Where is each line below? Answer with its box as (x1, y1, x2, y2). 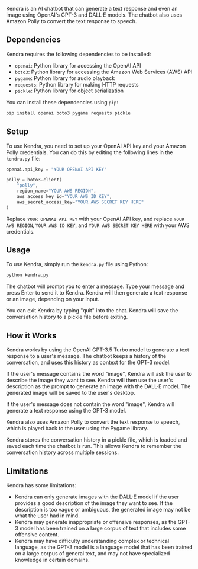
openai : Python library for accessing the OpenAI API (14, 62, 141, 69)
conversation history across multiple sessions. (6, 449, 119, 456)
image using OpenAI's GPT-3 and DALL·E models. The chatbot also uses (6, 11, 183, 18)
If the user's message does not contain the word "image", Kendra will (6, 401, 175, 408)
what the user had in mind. (14, 512, 80, 519)
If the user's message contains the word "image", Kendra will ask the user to (6, 370, 192, 378)
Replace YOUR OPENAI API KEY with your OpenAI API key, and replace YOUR (6, 215, 185, 222)
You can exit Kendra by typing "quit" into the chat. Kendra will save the (6, 307, 178, 314)
